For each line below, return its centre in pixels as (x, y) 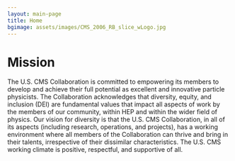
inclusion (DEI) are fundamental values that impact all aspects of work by (114, 104)
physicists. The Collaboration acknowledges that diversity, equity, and (110, 97)
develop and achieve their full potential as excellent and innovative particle (116, 89)
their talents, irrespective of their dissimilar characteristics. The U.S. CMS (114, 142)
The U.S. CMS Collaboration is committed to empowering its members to (113, 82)
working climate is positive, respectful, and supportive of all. (95, 150)
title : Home (25, 21)
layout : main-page (34, 14)
